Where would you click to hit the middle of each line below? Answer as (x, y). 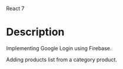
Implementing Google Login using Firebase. (59, 48)
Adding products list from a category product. (62, 59)
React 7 (15, 8)
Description (35, 32)
